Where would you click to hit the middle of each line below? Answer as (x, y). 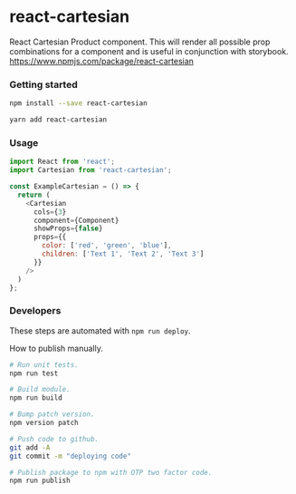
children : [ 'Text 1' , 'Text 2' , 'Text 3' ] (123, 254)
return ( (34, 195)
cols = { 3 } (50, 212)
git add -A (30, 447)
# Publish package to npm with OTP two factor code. (111, 472)
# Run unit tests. (44, 364)
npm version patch (44, 423)
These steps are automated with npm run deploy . (100, 330)
